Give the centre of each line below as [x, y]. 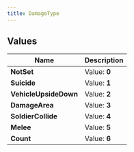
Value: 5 [98, 127]
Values [22, 41]
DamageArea [32, 105]
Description [104, 60]
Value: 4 [98, 116]
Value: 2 [98, 94]
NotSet [22, 72]
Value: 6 [98, 139]
